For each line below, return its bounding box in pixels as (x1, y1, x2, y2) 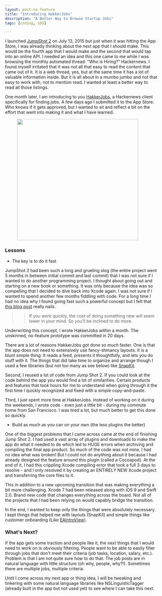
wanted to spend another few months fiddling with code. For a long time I (5, 293, 151, 299)
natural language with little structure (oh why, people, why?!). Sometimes (5, 561, 150, 566)
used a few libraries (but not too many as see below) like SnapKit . (5, 362, 136, 369)
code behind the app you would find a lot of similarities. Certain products (5, 377, 150, 383)
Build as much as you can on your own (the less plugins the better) (12, 421, 146, 427)
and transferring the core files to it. (5, 472, 74, 478)
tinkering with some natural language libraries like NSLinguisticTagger (5, 580, 144, 586)
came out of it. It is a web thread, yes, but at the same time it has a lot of (5, 69, 149, 75)
